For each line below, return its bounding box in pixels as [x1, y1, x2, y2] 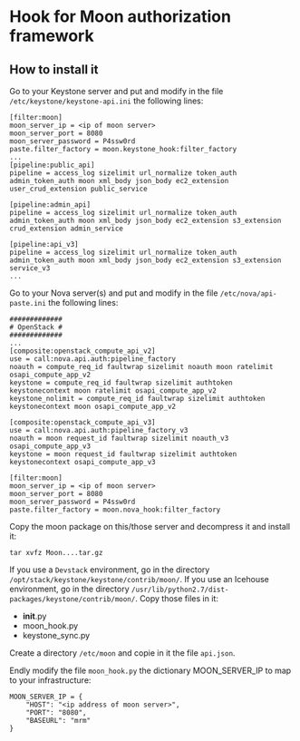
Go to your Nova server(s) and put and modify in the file [9, 288, 218, 298]
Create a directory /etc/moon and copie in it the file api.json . [9, 648, 236, 658]
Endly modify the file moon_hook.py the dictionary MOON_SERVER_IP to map [9, 665, 292, 676]
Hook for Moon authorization [9, 6, 231, 27]
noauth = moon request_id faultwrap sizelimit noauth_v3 [9, 434, 229, 443]
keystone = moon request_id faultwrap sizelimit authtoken [9, 450, 237, 459]
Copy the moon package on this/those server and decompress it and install [9, 522, 291, 531]
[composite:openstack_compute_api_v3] [9, 418, 156, 427]
